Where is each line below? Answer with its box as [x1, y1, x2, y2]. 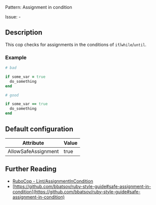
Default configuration [5, 125, 74, 133]
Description [5, 28, 42, 37]
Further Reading [5, 165, 57, 174]
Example [5, 54, 27, 61]
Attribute [22, 139, 44, 146]
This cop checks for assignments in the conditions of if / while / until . [5, 41, 147, 47]
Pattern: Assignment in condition [5, 4, 72, 10]
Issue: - [5, 14, 21, 19]
